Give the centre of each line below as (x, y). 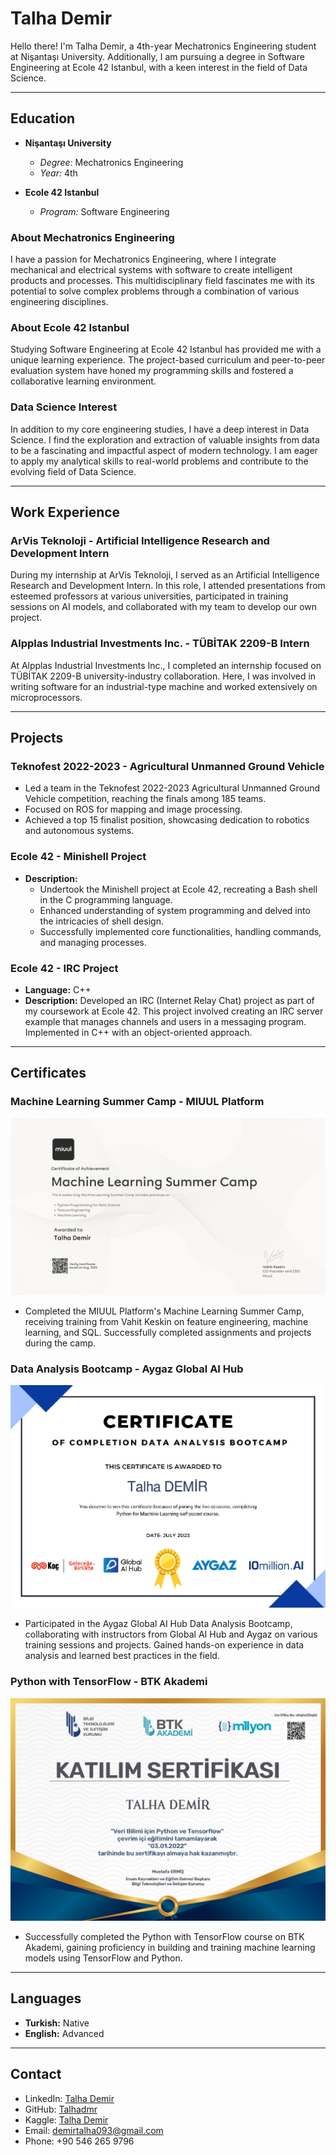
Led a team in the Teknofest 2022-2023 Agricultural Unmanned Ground (172, 788)
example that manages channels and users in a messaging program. (165, 1021)
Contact (36, 2074)
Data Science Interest (64, 407)
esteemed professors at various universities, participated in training (149, 596)
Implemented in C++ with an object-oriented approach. (138, 1032)
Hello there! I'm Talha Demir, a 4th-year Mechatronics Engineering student (163, 46)
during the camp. (60, 1343)
